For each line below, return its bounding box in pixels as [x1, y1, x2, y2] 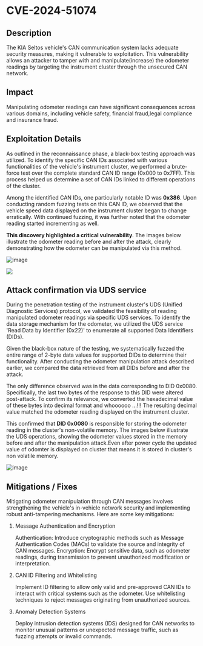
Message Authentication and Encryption [15, 522, 116, 530]
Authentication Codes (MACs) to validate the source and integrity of [15, 540, 185, 548]
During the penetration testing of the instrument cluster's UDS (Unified [6, 301, 183, 308]
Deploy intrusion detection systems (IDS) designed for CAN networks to [15, 620, 195, 627]
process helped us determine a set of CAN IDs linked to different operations [6, 175, 196, 183]
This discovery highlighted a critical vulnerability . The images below [6, 231, 182, 238]
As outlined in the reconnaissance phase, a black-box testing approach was [6, 150, 196, 157]
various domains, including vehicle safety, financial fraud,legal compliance [6, 110, 193, 117]
